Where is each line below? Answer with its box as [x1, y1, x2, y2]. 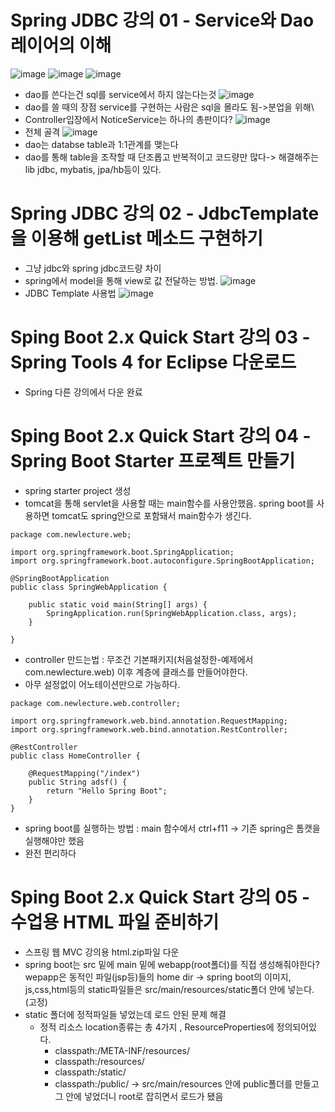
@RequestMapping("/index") [28, 768, 141, 778]
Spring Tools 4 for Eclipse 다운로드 [10, 351, 297, 374]
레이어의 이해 [10, 34, 112, 57]
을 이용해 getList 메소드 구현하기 [10, 227, 263, 250]
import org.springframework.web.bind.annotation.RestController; [10, 724, 288, 735]
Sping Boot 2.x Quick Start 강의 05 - [10, 886, 311, 908]
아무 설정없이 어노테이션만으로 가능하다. [24, 678, 181, 690]
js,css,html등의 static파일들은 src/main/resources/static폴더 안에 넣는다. [24, 983, 315, 995]
